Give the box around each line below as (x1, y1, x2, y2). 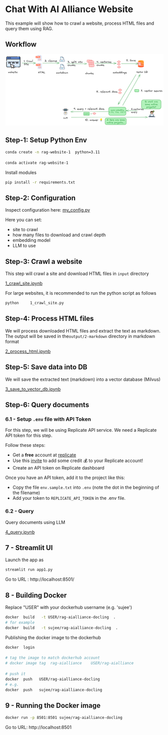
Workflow (5, 40, 37, 49)
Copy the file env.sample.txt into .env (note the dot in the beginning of (12, 485, 159, 491)
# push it (5, 672, 26, 677)
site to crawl (12, 227, 38, 233)
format (5, 339, 19, 345)
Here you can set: (5, 217, 42, 223)
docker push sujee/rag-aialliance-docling (5, 687, 102, 692)
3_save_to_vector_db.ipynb (5, 386, 61, 392)
